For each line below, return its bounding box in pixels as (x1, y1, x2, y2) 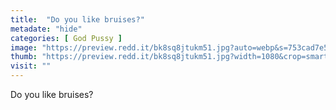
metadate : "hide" (10, 24, 83, 34)
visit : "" (10, 61, 52, 71)
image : (10, 42, 38, 53)
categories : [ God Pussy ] (10, 33, 123, 43)
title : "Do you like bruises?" (10, 14, 145, 25)
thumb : (10, 52, 38, 62)
